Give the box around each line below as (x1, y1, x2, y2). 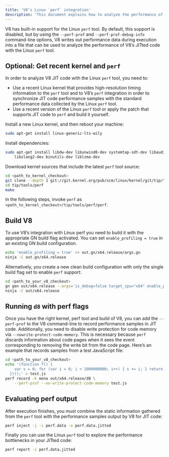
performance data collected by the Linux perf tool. (12, 101, 118, 107)
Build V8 (5, 216, 33, 225)
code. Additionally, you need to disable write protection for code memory (5, 326, 157, 332)
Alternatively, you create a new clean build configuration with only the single (5, 264, 163, 269)
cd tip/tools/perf (5, 182, 44, 188)
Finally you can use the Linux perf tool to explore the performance (5, 432, 143, 438)
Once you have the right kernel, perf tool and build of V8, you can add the (5, 315, 158, 322)
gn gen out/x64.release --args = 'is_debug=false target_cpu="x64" (5, 284, 145, 289)
